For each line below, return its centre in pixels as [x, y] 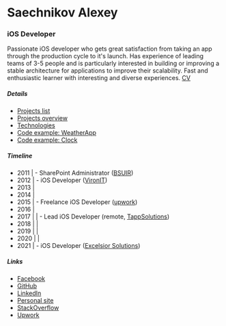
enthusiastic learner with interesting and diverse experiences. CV [99, 78]
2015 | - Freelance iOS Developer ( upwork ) [77, 202]
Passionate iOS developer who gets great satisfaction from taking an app [110, 49]
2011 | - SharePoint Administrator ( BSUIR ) [75, 173]
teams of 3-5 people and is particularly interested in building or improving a [113, 64]
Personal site [35, 301]
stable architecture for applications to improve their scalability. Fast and [108, 71]
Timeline [20, 156]
